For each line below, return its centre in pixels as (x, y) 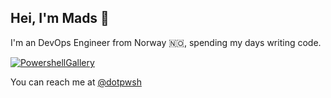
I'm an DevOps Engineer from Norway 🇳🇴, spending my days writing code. (166, 42)
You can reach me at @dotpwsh (76, 82)
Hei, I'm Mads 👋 (60, 18)
